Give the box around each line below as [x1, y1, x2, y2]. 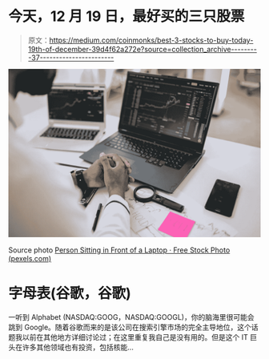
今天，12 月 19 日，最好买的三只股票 [8, 7, 245, 26]
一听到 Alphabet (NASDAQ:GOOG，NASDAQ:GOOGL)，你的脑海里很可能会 [8, 312, 255, 321]
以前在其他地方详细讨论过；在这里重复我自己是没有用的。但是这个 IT [22, 332, 248, 341]
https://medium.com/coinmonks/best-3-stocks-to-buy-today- [49, 35, 254, 45]
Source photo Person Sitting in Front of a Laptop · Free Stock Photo [8, 245, 231, 255]
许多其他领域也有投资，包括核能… [22, 342, 134, 352]
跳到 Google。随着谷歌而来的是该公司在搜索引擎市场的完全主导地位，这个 [8, 322, 252, 332]
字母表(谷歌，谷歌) [8, 284, 132, 302]
